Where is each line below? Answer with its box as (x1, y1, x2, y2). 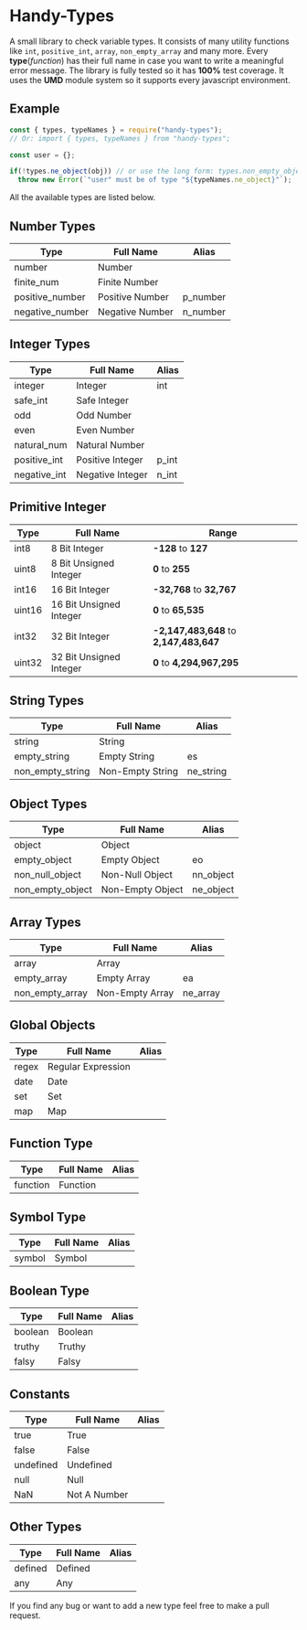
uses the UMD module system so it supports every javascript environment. (9, 74, 291, 85)
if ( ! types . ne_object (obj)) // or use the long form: (9, 166, 215, 176)
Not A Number (67, 1488, 129, 1501)
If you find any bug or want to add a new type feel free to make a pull (9, 1600, 270, 1611)
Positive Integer (76, 453, 143, 466)
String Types (9, 692, 84, 708)
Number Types (9, 218, 96, 234)
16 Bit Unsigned (50, 598, 121, 611)
